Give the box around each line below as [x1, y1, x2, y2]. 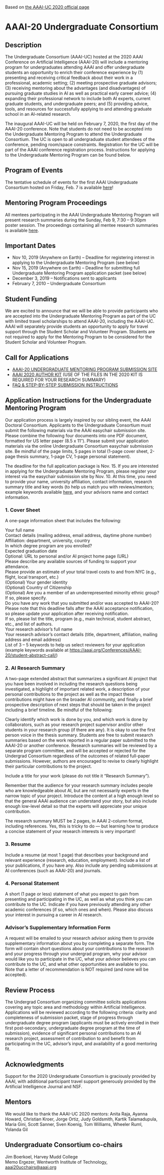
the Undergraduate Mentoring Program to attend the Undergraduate [5, 131, 142, 137]
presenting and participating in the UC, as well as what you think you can [5, 896, 153, 902]
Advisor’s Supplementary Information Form [5, 924, 111, 931]
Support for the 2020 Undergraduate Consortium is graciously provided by [5, 1073, 156, 1079]
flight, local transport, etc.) [5, 574, 59, 580]
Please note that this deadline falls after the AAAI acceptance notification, [5, 606, 154, 612]
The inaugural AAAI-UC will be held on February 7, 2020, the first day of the [5, 121, 158, 127]
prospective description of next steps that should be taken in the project [5, 702, 151, 708]
